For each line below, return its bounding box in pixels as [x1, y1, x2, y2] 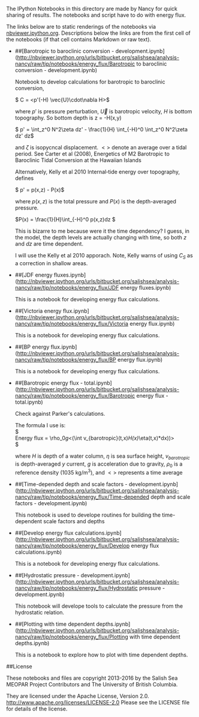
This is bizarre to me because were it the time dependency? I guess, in [14, 227, 190, 235]
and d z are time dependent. [14, 240, 84, 247]
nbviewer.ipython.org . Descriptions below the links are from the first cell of [6, 29, 191, 37]
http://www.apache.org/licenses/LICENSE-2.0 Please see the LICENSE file [6, 699, 190, 706]
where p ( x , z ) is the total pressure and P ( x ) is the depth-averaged [14, 198, 177, 205]
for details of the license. [6, 705, 68, 713]
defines [14, 175, 34, 182]
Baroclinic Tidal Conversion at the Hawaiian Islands [14, 157, 142, 164]
